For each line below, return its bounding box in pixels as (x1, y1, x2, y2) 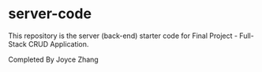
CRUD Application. (28, 39, 89, 48)
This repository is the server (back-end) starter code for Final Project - (8, 31, 238, 40)
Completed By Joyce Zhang (8, 55, 99, 64)
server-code (8, 5, 92, 23)
